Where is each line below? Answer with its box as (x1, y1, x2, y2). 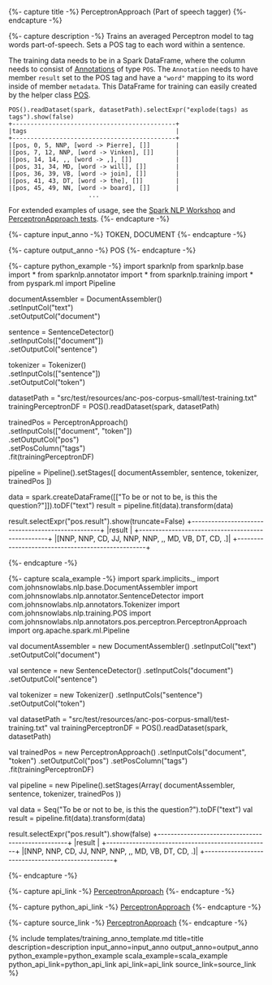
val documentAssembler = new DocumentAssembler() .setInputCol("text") (8, 642, 257, 650)
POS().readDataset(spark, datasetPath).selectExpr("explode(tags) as (8, 106, 249, 114)
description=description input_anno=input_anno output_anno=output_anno (8, 942, 259, 952)
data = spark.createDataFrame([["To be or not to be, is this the (8, 492, 218, 502)
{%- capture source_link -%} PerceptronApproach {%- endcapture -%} (8, 918, 248, 927)
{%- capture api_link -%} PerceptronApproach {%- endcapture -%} (8, 887, 235, 896)
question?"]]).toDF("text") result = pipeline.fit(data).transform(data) (8, 501, 234, 510)
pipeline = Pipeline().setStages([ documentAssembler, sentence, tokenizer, (8, 468, 259, 477)
